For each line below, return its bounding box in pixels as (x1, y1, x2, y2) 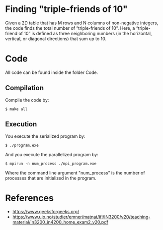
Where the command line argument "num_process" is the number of (5, 170, 145, 175)
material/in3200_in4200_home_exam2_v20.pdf (12, 219, 108, 225)
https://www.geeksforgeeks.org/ (12, 209, 80, 215)
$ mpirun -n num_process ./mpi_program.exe (5, 161, 97, 166)
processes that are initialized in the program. (5, 175, 97, 181)
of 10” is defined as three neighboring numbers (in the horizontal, (18, 30, 153, 36)
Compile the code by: (5, 97, 49, 103)
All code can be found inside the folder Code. (5, 69, 98, 75)
